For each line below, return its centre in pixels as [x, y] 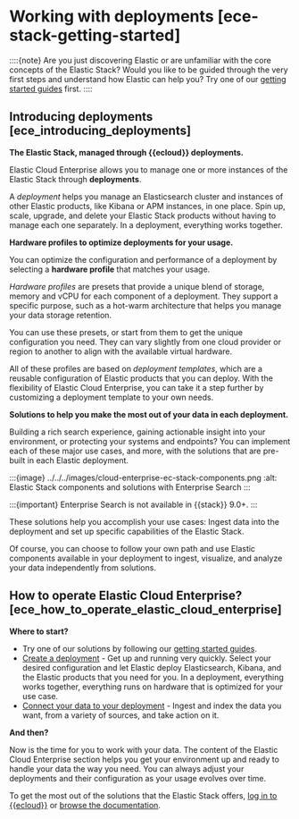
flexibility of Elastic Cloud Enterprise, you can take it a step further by [137, 387]
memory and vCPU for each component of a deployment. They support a [144, 296]
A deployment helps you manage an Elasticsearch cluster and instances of [146, 196]
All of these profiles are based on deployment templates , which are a [136, 368]
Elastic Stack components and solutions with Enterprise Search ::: [130, 487]
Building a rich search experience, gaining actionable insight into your [137, 432]
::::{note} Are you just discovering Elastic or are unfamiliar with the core [141, 60]
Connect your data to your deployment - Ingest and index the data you [152, 705]
